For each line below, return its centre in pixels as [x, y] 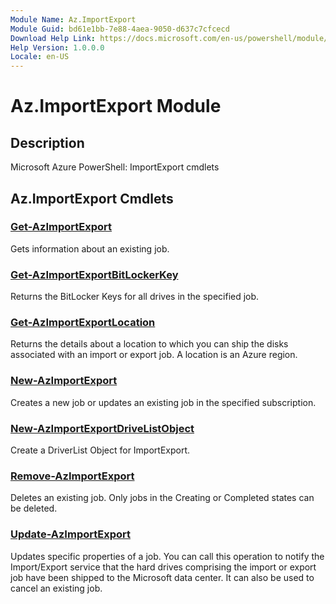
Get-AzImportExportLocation [83, 323]
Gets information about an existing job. [90, 248]
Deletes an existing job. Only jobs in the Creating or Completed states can [162, 498]
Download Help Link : [53, 38]
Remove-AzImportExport [72, 476]
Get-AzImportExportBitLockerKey [94, 274]
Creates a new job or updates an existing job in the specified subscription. [163, 402]
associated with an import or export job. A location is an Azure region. [154, 355]
